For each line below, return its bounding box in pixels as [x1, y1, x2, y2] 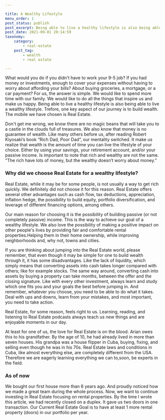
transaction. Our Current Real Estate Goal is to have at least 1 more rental [5, 404, 153, 410]
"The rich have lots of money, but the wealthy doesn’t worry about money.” [5, 158, 157, 164]
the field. [5, 360, 23, 366]
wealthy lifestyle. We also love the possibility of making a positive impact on [5, 222, 159, 227]
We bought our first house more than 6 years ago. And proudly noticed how [5, 383, 159, 389]
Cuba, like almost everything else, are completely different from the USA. [5, 349, 153, 355]
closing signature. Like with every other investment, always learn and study [5, 278, 158, 284]
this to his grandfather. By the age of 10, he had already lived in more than [5, 334, 155, 339]
